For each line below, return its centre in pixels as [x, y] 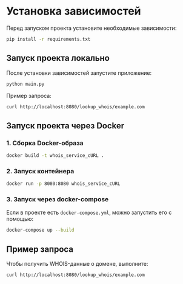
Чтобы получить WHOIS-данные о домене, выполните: [77, 264]
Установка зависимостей [74, 11]
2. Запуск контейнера [40, 171]
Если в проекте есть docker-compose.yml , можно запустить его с [89, 213]
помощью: [20, 219]
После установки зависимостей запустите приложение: [79, 73]
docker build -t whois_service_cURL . [55, 156]
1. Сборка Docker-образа [45, 143]
